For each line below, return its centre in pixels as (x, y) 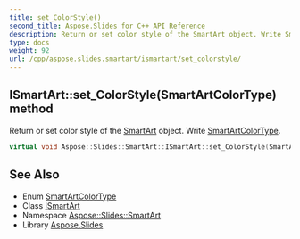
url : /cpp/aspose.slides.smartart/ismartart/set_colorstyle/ (125, 59)
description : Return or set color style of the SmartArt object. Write (145, 34)
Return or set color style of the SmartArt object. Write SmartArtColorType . (145, 130)
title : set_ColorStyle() (55, 17)
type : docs (29, 42)
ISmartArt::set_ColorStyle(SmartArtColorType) (143, 95)
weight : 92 (29, 51)
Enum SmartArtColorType (69, 196)
